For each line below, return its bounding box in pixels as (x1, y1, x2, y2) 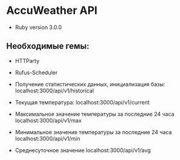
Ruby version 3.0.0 (14, 24, 62, 31)
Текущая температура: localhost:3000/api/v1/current (14, 98, 150, 106)
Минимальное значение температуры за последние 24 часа (14, 128, 172, 136)
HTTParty (14, 57, 40, 64)
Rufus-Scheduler (14, 69, 58, 76)
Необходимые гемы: (6, 41, 89, 51)
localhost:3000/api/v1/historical (14, 87, 94, 94)
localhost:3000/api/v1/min (14, 135, 80, 142)
